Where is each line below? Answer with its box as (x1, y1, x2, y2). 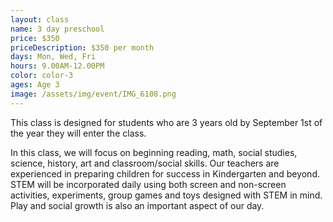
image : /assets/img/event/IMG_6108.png (10, 89, 177, 99)
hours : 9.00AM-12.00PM (10, 61, 105, 71)
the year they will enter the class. (10, 127, 147, 139)
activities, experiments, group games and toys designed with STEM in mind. (10, 189, 323, 201)
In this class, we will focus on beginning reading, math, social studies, (10, 146, 298, 158)
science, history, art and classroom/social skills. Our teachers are (10, 157, 280, 169)
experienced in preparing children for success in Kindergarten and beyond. (10, 167, 320, 180)
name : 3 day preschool (10, 24, 105, 34)
